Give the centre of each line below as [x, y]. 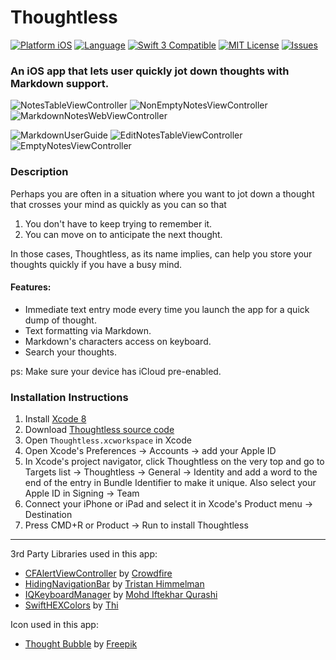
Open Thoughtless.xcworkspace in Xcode [108, 440]
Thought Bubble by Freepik [81, 644]
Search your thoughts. [70, 352]
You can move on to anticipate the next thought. [123, 234]
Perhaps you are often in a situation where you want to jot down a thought [162, 193]
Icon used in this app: [54, 625]
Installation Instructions [69, 397]
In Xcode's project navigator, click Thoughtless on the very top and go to [174, 462]
